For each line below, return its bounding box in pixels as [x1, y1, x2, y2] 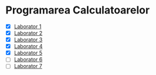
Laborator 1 [13, 23, 42, 30]
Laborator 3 [13, 36, 43, 43]
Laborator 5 [13, 49, 43, 56]
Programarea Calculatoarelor [5, 4, 150, 17]
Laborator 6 [13, 56, 43, 63]
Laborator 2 [13, 30, 43, 36]
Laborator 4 [13, 43, 43, 50]
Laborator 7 [13, 63, 42, 70]
